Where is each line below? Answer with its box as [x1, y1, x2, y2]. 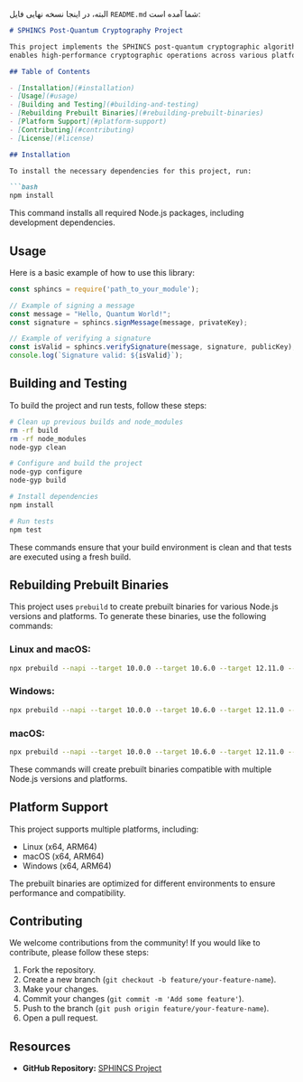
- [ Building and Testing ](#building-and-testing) [9, 100, 200, 109]
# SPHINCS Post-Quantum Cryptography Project [9, 26, 183, 35]
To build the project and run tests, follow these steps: [9, 400, 207, 410]
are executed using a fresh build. [9, 551, 132, 562]
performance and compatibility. [9, 887, 126, 899]
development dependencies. [9, 217, 115, 228]
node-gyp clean [9, 443, 67, 452]
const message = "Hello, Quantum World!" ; [9, 309, 171, 318]
